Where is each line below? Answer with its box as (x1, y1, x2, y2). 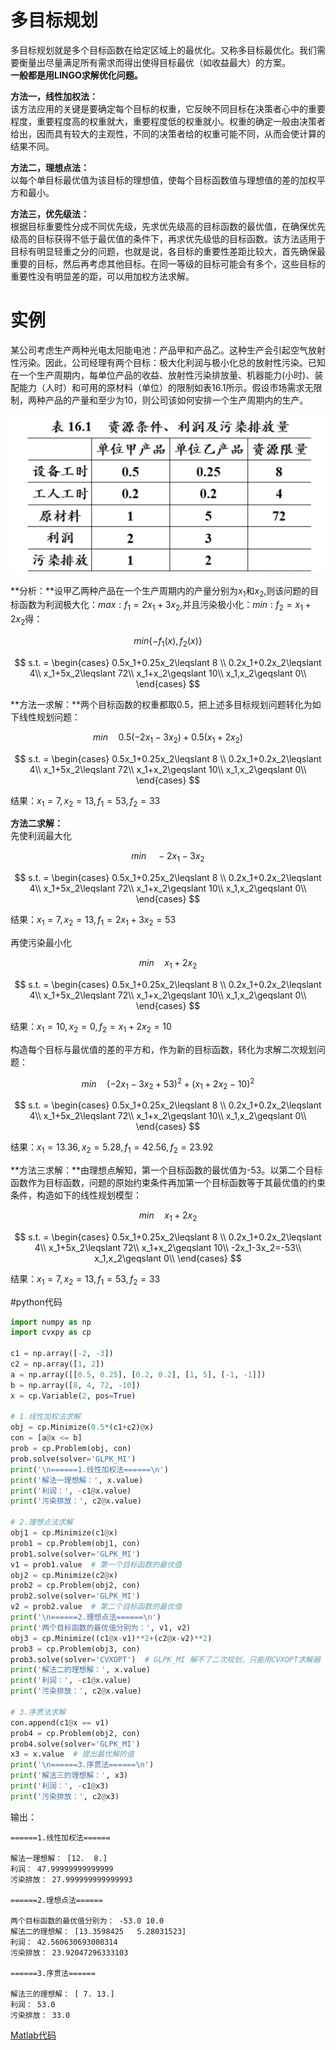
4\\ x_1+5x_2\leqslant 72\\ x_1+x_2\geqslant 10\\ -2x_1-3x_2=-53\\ (34, 1241, 302, 1253)
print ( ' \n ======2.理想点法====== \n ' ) (10, 1612, 162, 1622)
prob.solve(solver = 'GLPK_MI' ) (10, 1454, 137, 1464)
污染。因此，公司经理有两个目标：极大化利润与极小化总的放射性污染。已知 (18, 356, 326, 368)
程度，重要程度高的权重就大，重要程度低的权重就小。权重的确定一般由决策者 (10, 115, 326, 127)
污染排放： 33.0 (10, 2010, 71, 2020)
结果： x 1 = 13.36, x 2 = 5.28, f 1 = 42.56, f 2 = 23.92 (10, 1141, 214, 1155)
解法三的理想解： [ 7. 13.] (10, 1989, 115, 1999)
